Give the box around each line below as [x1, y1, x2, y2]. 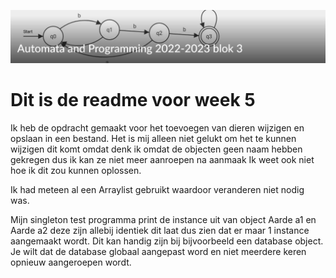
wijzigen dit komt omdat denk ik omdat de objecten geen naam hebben [10, 143, 303, 155]
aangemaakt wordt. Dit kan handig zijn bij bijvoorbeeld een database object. [10, 235, 324, 247]
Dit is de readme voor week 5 [10, 89, 256, 112]
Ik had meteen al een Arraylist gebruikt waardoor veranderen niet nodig [10, 184, 305, 196]
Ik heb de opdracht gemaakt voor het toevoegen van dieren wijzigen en [10, 122, 305, 134]
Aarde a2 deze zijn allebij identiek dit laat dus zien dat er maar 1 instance [10, 225, 310, 237]
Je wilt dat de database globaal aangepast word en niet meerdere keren [10, 246, 307, 258]
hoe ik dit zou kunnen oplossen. [10, 165, 142, 177]
